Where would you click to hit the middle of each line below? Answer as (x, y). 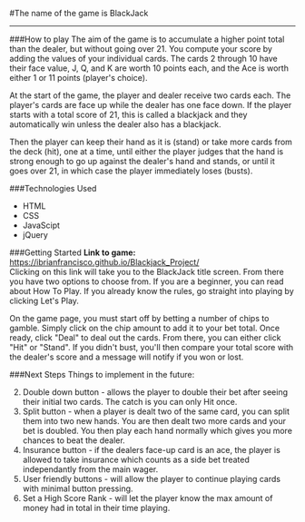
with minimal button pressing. (78, 488)
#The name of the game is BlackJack (79, 13)
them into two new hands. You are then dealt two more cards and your (154, 421)
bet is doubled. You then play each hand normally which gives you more (157, 431)
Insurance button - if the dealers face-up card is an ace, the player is (152, 450)
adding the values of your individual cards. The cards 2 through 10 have (144, 59)
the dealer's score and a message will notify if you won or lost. (127, 357)
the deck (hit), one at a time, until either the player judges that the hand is (147, 152)
